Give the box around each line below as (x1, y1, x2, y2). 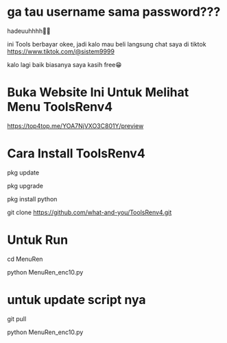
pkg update (7, 168, 40, 177)
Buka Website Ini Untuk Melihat (7, 85, 189, 100)
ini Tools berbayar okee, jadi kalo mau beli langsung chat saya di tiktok (7, 40, 207, 48)
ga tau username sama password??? (7, 4, 221, 20)
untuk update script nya (7, 292, 146, 307)
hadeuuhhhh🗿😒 (7, 27, 51, 35)
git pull (7, 314, 27, 322)
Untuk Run (7, 232, 69, 247)
